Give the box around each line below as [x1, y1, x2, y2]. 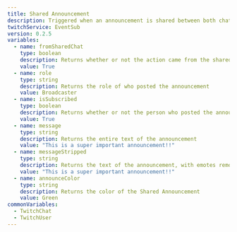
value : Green [20, 195, 59, 202]
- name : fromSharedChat [13, 43, 83, 50]
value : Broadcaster [20, 89, 78, 96]
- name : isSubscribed [13, 96, 78, 103]
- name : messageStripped [13, 149, 87, 156]
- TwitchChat [13, 208, 52, 215]
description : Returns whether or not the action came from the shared [20, 57, 232, 64]
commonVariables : [7, 201, 59, 209]
